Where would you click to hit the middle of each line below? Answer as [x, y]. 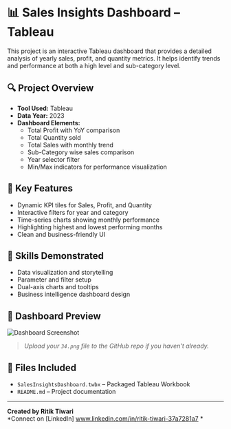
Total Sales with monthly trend [70, 145]
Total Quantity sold [54, 137]
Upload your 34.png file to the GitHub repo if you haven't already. [117, 346]
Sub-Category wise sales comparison [81, 152]
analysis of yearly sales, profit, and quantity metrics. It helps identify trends [114, 58]
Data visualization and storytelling [65, 273]
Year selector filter [54, 159]
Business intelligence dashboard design [74, 294]
